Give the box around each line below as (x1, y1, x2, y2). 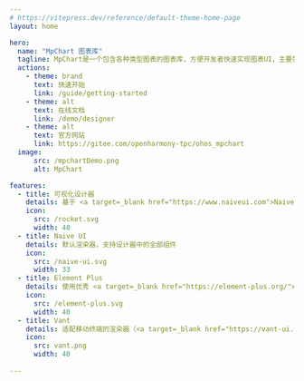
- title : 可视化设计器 (17, 190, 95, 199)
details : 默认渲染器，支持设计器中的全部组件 (25, 239, 177, 249)
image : (17, 148, 43, 157)
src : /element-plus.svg (33, 298, 124, 308)
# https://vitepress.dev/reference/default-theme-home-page (9, 13, 242, 23)
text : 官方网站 (33, 131, 86, 141)
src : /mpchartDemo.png (33, 156, 119, 165)
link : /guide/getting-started (33, 88, 147, 98)
